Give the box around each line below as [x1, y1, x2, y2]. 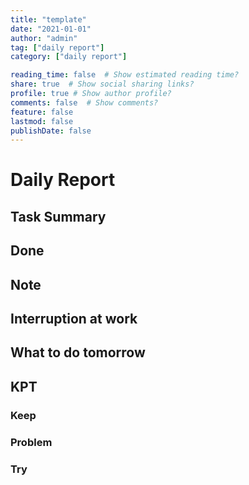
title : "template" [10, 14, 87, 25]
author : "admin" [10, 33, 78, 43]
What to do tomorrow [10, 344, 146, 361]
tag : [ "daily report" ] [10, 42, 105, 53]
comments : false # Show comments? [10, 97, 159, 108]
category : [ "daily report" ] [10, 52, 128, 62]
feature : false [10, 107, 74, 117]
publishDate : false [10, 126, 92, 136]
